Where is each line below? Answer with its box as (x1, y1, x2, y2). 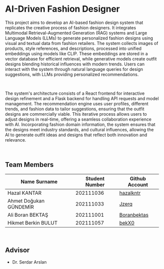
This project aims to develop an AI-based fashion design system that (5, 20, 143, 25)
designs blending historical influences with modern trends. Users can (5, 61, 145, 67)
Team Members (5, 161, 54, 169)
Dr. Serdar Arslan (12, 259, 47, 265)
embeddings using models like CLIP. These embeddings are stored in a (5, 50, 148, 57)
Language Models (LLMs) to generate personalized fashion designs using (5, 35, 153, 41)
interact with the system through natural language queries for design (5, 66, 143, 72)
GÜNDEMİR (7, 204, 34, 210)
